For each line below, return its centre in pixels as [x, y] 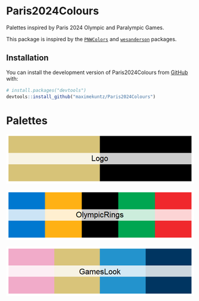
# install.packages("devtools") [46, 90]
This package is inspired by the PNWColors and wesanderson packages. [91, 39]
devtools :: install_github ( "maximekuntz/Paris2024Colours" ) [81, 97]
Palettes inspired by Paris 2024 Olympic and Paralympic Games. [85, 27]
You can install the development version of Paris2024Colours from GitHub [97, 72]
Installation [27, 58]
